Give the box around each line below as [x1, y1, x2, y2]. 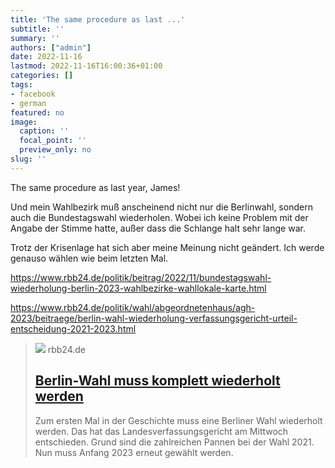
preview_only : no [19, 145, 92, 155]
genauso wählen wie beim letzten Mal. [10, 252, 169, 264]
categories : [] [10, 71, 74, 81]
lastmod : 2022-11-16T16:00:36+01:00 [10, 61, 163, 71]
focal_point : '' [19, 136, 87, 146]
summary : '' [10, 33, 60, 43]
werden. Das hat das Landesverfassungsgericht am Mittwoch [34, 425, 289, 437]
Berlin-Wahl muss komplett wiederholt [34, 372, 281, 390]
